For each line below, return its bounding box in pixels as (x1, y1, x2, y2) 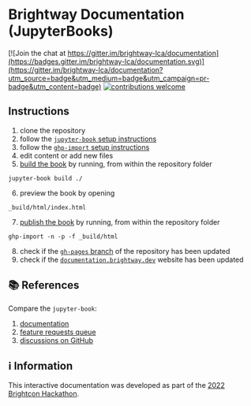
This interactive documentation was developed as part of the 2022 (8, 381, 225, 390)
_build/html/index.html (8, 203, 87, 211)
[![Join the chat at (8, 48, 66, 58)
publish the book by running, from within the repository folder (19, 217, 220, 226)
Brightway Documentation (8, 6, 185, 24)
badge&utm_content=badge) (8, 81, 102, 91)
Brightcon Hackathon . (8, 389, 80, 399)
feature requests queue (19, 327, 96, 337)
